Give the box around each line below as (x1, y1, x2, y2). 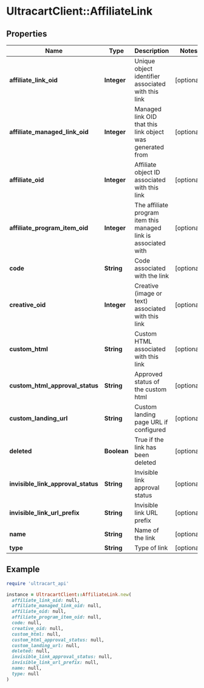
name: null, (12, 665, 42, 672)
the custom (134, 385, 167, 394)
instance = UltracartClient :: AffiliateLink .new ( (6, 591, 132, 598)
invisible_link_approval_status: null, (12, 654, 113, 660)
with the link (134, 272, 169, 280)
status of (134, 378, 160, 386)
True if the (134, 436, 164, 444)
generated (134, 143, 164, 151)
